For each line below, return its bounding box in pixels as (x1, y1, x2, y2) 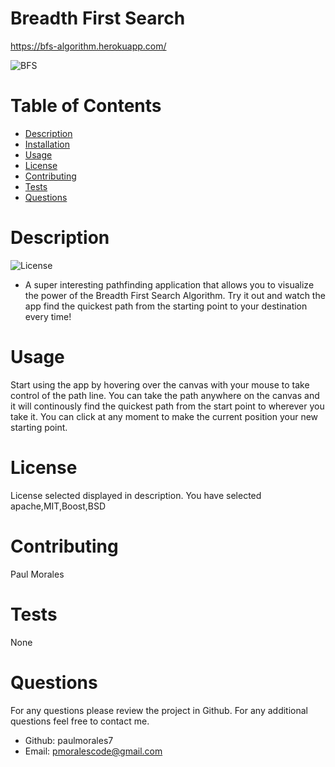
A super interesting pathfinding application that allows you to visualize (24, 278, 315, 291)
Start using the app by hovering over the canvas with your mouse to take (10, 378, 310, 391)
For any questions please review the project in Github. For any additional (10, 704, 308, 716)
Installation (24, 138, 71, 150)
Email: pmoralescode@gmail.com (24, 745, 163, 757)
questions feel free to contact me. (10, 715, 150, 727)
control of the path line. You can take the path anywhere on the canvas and (10, 389, 320, 401)
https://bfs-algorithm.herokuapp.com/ (10, 40, 167, 52)
